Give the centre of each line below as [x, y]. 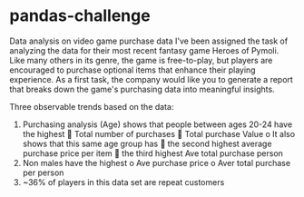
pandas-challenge [80, 16]
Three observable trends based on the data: [92, 106]
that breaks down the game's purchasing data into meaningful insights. [142, 89]
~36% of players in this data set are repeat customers [123, 182]
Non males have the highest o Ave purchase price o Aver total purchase [157, 163]
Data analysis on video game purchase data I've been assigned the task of [149, 41]
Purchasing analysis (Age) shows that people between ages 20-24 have [157, 124]
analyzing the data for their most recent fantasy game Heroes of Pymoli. [144, 50]
